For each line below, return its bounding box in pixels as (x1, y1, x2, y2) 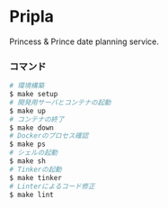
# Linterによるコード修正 (9, 182, 96, 191)
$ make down (9, 123, 54, 132)
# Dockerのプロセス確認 (9, 131, 89, 140)
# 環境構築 (9, 81, 45, 91)
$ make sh (9, 157, 47, 166)
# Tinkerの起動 (9, 165, 62, 174)
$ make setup (9, 90, 58, 99)
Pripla (9, 6, 54, 27)
